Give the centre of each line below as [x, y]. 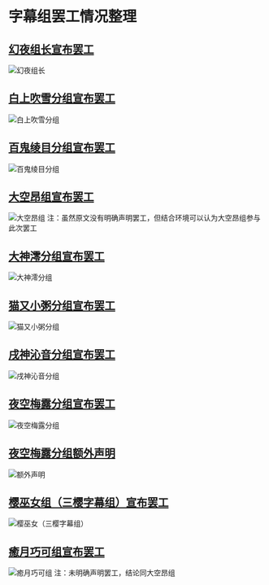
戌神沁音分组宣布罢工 [62, 355]
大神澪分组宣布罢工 [56, 256]
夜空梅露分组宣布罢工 [62, 404]
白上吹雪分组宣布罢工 [62, 98]
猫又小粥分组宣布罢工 [62, 306]
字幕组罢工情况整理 [73, 17]
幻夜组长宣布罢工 [51, 49]
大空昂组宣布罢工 [51, 197]
